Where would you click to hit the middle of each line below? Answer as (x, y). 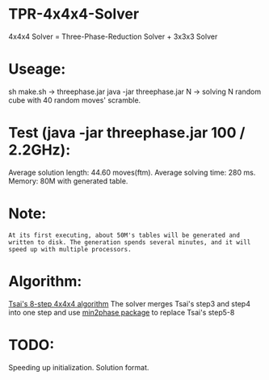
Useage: (37, 69)
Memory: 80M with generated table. (68, 181)
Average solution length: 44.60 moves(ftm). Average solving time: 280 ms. (132, 172)
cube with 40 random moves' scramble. (75, 100)
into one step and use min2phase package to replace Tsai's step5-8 (122, 312)
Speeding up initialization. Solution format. (79, 367)
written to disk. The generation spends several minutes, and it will (130, 242)
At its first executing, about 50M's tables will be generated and (124, 235)
